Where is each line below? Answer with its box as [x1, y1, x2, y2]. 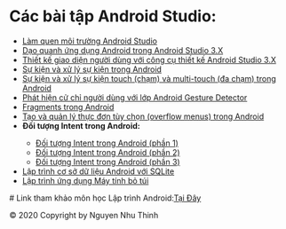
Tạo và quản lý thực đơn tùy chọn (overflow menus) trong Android [21, 111, 265, 122]
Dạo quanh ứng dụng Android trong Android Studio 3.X [21, 44, 224, 55]
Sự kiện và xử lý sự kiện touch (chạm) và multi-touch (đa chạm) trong [21, 73, 277, 83]
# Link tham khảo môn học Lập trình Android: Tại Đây [9, 193, 202, 203]
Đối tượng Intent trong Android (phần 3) [35, 156, 180, 167]
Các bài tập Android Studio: [9, 6, 217, 27]
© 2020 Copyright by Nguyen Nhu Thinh [9, 209, 159, 220]
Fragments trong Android [21, 101, 115, 112]
